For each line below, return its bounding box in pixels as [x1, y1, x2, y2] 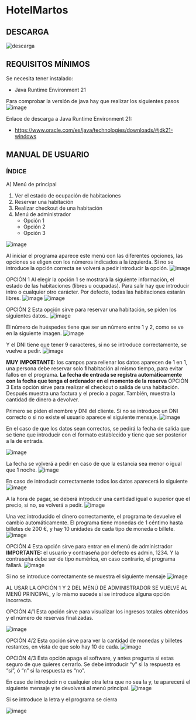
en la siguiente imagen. [6, 329, 63, 337]
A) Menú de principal [6, 180, 57, 187]
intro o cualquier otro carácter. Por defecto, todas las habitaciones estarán [6, 288, 185, 295]
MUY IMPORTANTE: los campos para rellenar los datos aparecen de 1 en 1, [6, 359, 188, 366]
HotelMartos [6, 4, 68, 17]
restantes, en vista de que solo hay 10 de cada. [6, 643, 120, 650]
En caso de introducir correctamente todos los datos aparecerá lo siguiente [6, 477, 188, 484]
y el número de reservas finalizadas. [6, 614, 94, 621]
